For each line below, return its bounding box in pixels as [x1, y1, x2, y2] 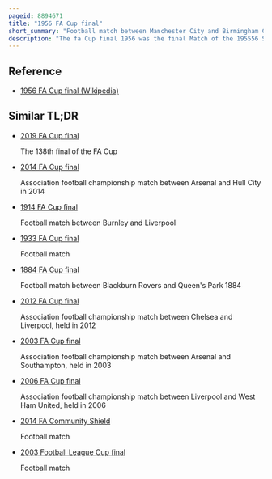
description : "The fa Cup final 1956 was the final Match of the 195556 [8, 34, 259, 43]
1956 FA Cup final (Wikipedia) [19, 86, 119, 95]
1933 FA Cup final [19, 233, 79, 243]
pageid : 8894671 [8, 11, 63, 20]
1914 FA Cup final [19, 201, 79, 211]
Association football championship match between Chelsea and [19, 312, 233, 321]
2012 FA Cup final [19, 296, 79, 306]
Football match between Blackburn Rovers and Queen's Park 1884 [19, 280, 241, 290]
